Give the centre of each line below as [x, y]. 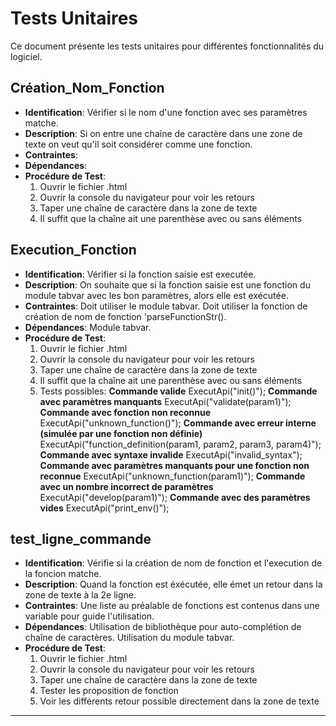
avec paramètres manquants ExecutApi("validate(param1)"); [165, 401]
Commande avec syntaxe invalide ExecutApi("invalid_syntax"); [171, 454]
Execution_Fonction [73, 250]
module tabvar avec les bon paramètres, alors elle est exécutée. [156, 295]
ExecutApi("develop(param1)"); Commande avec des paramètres [175, 497]
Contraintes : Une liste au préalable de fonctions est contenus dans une [172, 606]
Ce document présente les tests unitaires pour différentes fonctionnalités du [167, 46]
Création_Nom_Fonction [87, 88]
